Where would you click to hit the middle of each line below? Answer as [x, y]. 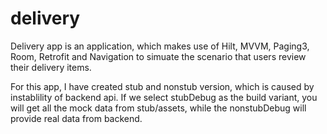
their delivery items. [51, 67]
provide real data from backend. [76, 118]
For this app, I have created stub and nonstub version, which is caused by [162, 86]
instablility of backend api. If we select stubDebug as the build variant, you [164, 97]
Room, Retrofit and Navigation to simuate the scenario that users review [158, 56]
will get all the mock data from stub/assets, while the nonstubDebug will [158, 108]
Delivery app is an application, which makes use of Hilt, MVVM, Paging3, [160, 46]
